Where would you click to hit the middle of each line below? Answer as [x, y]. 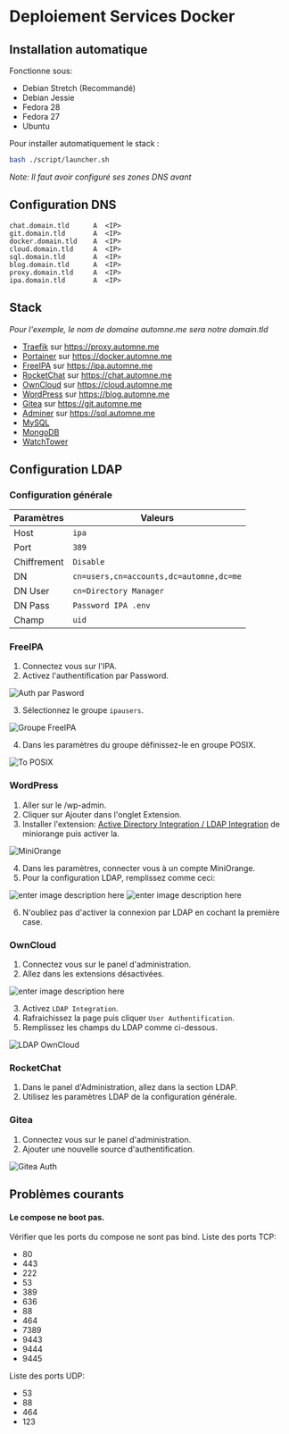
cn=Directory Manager [119, 591]
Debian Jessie [48, 97]
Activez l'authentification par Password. [95, 675]
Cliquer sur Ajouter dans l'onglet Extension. [102, 814]
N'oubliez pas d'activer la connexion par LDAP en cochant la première [151, 912]
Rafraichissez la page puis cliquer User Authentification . [128, 1018]
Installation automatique [78, 50]
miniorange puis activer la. [71, 834]
